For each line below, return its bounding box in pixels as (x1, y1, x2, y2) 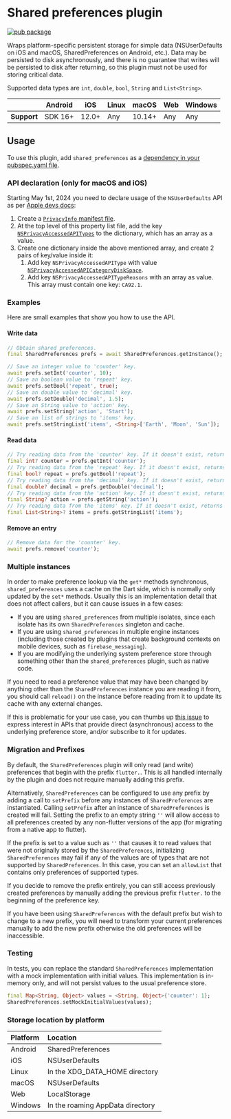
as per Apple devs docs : (7, 201, 76, 210)
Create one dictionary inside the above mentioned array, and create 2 (16, 244, 214, 252)
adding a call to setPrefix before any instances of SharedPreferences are (7, 795, 214, 804)
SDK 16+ (44, 112, 74, 121)
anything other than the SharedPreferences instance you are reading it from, (7, 685, 221, 693)
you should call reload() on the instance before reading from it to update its (7, 692, 222, 701)
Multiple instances (7, 562, 71, 571)
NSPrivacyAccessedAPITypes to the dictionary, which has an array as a (16, 229, 213, 237)
